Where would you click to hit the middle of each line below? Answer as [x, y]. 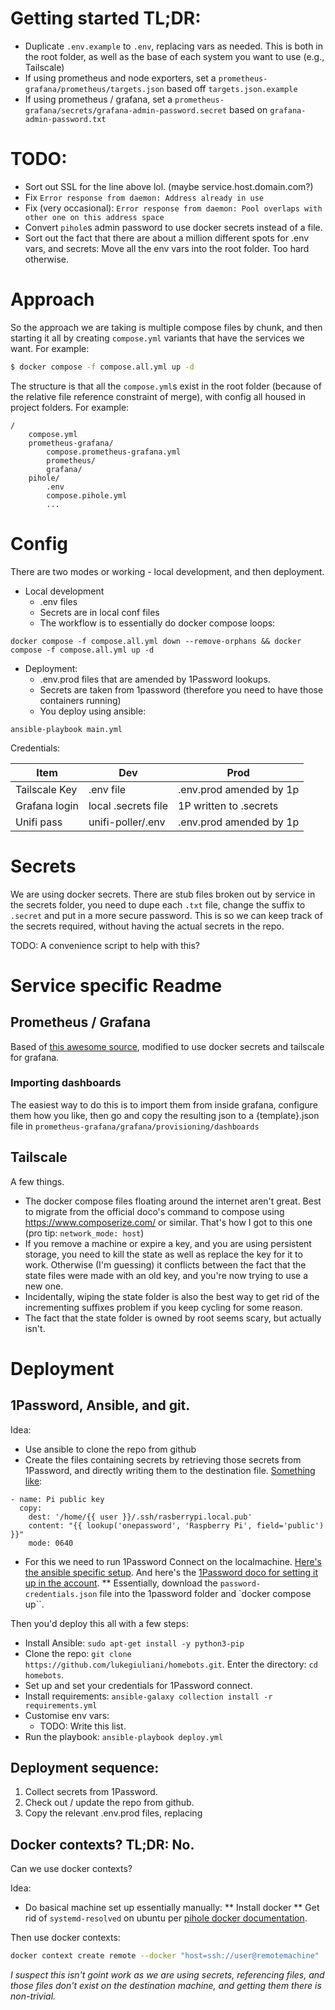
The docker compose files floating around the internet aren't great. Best [173, 1201]
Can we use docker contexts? [71, 1869]
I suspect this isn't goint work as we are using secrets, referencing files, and [167, 1975]
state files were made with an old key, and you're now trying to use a [166, 1275]
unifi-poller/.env [127, 822]
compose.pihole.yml [87, 495]
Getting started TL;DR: [106, 18]
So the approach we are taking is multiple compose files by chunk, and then [166, 327]
